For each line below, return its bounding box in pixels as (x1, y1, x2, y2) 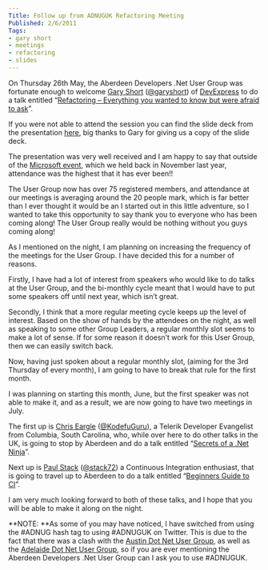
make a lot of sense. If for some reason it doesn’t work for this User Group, (8, 333, 255, 342)
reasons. (8, 259, 38, 269)
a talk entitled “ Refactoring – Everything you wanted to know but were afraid (8, 95, 260, 105)
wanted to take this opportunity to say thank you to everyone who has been (8, 209, 258, 219)
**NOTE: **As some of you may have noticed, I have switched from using (8, 519, 254, 528)
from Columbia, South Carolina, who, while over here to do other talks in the (8, 429, 258, 440)
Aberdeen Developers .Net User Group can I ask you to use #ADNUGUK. (8, 552, 248, 562)
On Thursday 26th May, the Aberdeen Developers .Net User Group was (8, 78, 243, 88)
